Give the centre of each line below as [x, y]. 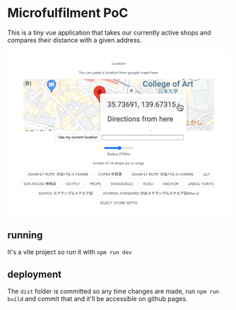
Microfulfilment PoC [68, 13]
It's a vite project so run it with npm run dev [70, 252]
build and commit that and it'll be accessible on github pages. [98, 299]
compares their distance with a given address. [75, 40]
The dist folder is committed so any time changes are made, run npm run [113, 292]
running [25, 235]
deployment [35, 274]
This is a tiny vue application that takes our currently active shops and [109, 32]
